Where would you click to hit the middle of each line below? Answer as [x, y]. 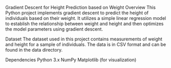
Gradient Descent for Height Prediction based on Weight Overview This [81, 7]
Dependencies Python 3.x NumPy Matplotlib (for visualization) [71, 60]
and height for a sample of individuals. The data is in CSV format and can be [86, 44]
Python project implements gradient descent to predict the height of [77, 13]
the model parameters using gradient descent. [54, 29]
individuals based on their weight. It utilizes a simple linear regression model [86, 18]
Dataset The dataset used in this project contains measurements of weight [84, 39]
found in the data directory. [34, 50]
